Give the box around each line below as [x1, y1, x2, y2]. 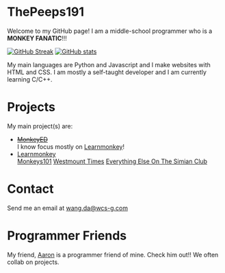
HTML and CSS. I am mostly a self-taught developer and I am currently [7, 68, 207, 76]
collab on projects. [7, 258, 59, 266]
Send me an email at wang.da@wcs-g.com [7, 204, 129, 212]
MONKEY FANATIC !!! [7, 34, 67, 42]
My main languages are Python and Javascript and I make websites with [7, 60, 211, 69]
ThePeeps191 [7, 4, 84, 20]
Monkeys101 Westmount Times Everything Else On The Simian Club [16, 157, 207, 165]
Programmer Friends [7, 228, 127, 244]
